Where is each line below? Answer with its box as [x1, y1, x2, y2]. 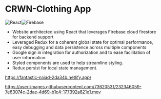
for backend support [12, 34, 54, 40]
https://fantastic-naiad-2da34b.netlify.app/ [5, 74, 92, 80]
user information [12, 54, 45, 60]
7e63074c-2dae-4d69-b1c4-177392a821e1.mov [5, 89, 101, 95]
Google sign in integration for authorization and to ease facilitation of [12, 49, 151, 55]
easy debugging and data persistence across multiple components [12, 44, 147, 50]
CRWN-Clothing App [5, 3, 91, 15]
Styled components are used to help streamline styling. [12, 60, 123, 66]
